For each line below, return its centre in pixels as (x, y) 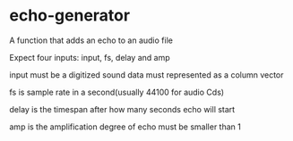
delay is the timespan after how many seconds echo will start (122, 109)
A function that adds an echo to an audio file (91, 40)
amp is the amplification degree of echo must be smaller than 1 (125, 127)
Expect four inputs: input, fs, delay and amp (90, 57)
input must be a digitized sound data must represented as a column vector (146, 75)
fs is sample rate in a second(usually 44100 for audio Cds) (117, 92)
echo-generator (70, 16)
